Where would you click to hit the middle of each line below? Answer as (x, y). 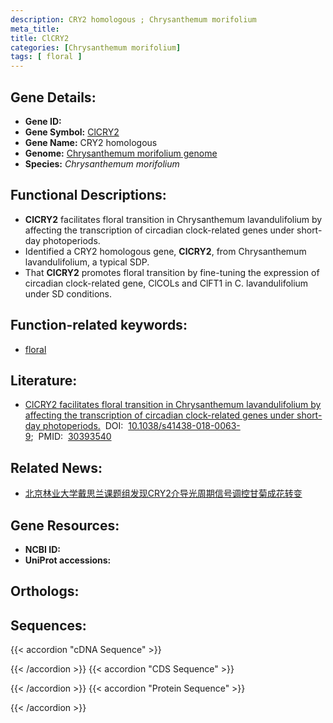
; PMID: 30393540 (71, 437)
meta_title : (35, 29)
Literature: (44, 380)
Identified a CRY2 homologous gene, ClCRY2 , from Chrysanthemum (165, 251)
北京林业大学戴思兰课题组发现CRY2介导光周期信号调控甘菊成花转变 (163, 493)
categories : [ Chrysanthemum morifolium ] (96, 47)
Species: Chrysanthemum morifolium (102, 163)
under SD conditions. (68, 293)
